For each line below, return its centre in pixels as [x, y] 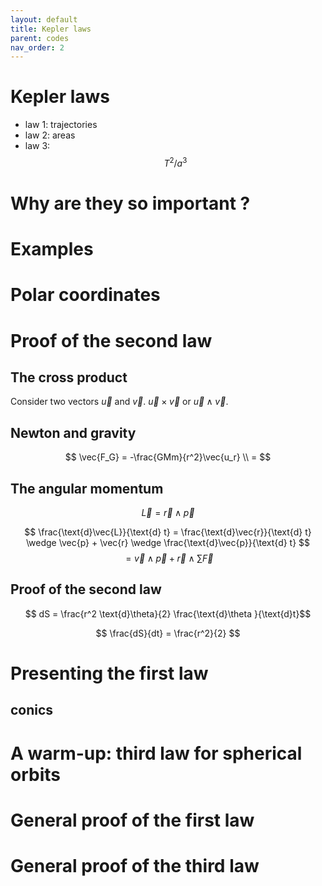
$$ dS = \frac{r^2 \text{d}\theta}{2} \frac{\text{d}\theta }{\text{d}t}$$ [168, 613]
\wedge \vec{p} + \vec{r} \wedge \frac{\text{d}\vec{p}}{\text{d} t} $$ [168, 543]
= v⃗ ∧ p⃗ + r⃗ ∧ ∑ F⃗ [169, 558]
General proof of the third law [135, 865]
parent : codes [40, 38]
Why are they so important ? [130, 203]
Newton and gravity [73, 432]
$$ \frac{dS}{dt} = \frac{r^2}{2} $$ [168, 633]
